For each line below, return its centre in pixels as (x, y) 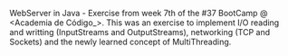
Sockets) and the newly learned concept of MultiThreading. (120, 42)
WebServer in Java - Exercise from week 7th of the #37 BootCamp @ (139, 13)
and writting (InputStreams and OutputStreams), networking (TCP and (140, 32)
